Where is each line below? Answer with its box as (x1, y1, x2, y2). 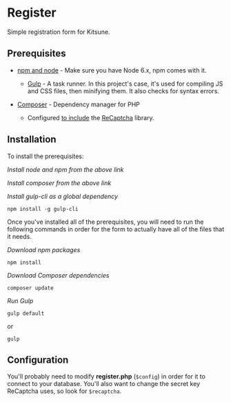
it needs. (7, 232, 32, 240)
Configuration (7, 354, 69, 365)
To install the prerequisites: (7, 152, 84, 160)
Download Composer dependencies (7, 271, 110, 279)
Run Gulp (7, 296, 34, 305)
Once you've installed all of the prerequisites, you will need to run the (7, 218, 204, 226)
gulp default (7, 309, 45, 317)
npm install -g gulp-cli (7, 205, 79, 212)
